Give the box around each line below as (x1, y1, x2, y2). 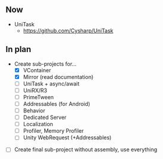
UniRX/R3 (23, 87, 47, 94)
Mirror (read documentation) (23, 73, 94, 80)
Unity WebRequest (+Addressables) (23, 134, 112, 141)
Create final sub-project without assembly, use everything (14, 146, 158, 153)
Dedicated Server (23, 114, 67, 121)
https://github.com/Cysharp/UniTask (23, 27, 114, 34)
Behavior (23, 107, 45, 114)
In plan (5, 44, 32, 54)
